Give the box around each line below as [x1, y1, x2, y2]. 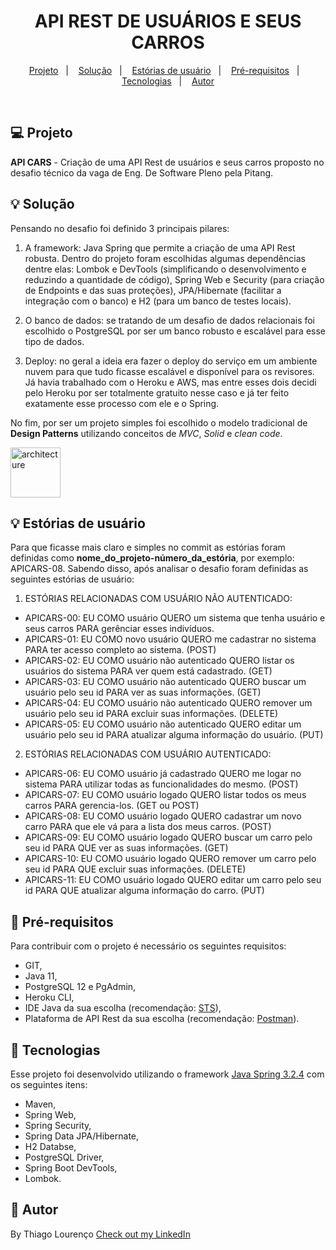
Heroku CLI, [24, 991, 75, 1004]
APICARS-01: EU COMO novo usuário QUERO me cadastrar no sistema [24, 633, 317, 645]
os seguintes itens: [10, 1079, 88, 1090]
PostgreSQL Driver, [24, 1151, 105, 1163]
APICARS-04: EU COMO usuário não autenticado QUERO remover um [24, 697, 313, 709]
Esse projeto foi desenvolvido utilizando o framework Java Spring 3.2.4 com [10, 1068, 325, 1080]
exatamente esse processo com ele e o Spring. [24, 397, 220, 409]
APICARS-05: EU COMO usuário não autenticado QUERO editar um [24, 718, 302, 730]
